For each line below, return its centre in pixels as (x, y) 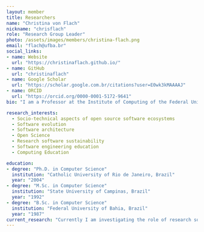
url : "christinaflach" (40, 74)
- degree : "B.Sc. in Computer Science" (57, 203)
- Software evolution (39, 124)
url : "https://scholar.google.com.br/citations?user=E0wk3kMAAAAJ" (99, 85)
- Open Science (31, 136)
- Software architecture (43, 130)
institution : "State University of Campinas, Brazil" (81, 191)
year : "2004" (28, 180)
